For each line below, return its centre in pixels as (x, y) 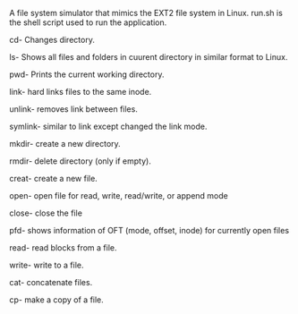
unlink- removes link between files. (74, 109)
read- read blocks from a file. (63, 248)
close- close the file (46, 213)
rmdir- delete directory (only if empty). (81, 161)
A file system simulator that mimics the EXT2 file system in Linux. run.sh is (146, 13)
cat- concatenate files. (51, 282)
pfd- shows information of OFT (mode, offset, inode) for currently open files (149, 230)
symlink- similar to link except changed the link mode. (108, 126)
